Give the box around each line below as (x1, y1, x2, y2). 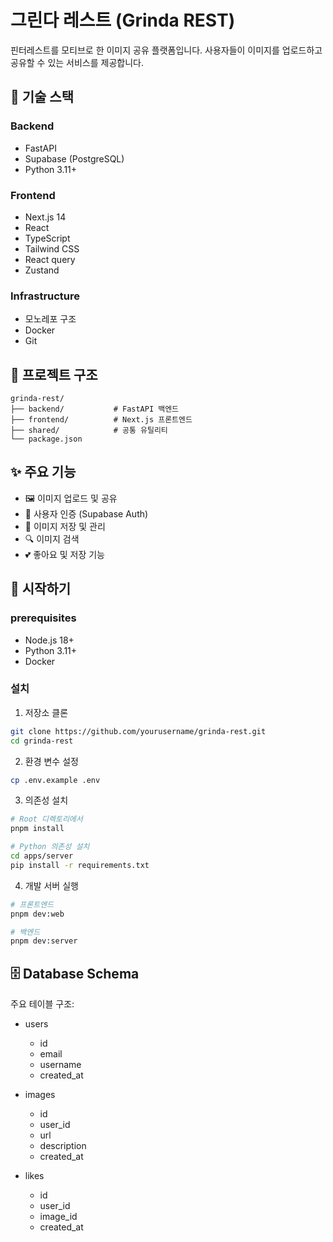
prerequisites (10, 611, 77, 625)
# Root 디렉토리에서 (10, 814, 83, 825)
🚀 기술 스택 (10, 89, 75, 106)
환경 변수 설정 (24, 755, 79, 767)
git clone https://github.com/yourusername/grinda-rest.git (10, 726, 267, 736)
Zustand (24, 264, 60, 276)
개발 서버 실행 (24, 879, 79, 891)
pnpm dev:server (10, 936, 78, 946)
